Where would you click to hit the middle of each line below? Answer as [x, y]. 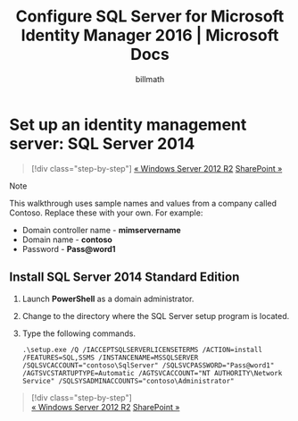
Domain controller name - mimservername [101, 230]
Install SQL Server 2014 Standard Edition [124, 278]
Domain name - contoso [67, 240]
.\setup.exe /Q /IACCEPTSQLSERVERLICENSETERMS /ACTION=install [142, 349]
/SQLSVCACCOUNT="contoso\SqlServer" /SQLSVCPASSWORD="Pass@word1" [148, 365]
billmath [150, 79]
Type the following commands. [79, 333]
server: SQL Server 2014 [102, 143]
